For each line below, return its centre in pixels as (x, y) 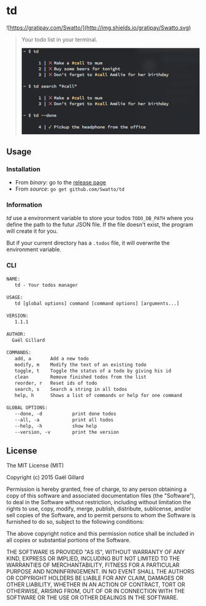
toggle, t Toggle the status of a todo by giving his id (93, 371)
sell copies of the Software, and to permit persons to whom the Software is (101, 515)
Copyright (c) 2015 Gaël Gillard (45, 477)
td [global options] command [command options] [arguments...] (97, 303)
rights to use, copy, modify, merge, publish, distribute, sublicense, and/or (99, 509)
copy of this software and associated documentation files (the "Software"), (101, 496)
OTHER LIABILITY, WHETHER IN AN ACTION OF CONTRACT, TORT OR (96, 585)
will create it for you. (32, 231)
